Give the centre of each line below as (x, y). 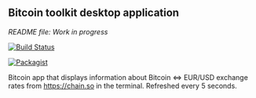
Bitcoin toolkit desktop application (93, 13)
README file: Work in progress (58, 31)
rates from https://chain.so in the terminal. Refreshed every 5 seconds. (123, 85)
